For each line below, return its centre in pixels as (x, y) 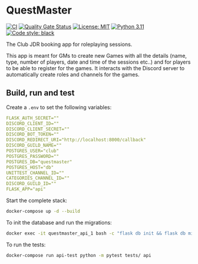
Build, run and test (40, 93)
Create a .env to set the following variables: (59, 107)
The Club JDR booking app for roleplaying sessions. (69, 44)
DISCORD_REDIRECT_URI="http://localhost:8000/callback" (76, 140)
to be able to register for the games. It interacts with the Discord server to (95, 68)
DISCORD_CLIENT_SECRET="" (38, 129)
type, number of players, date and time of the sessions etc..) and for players (98, 62)
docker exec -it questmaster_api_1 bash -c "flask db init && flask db (96, 233)
